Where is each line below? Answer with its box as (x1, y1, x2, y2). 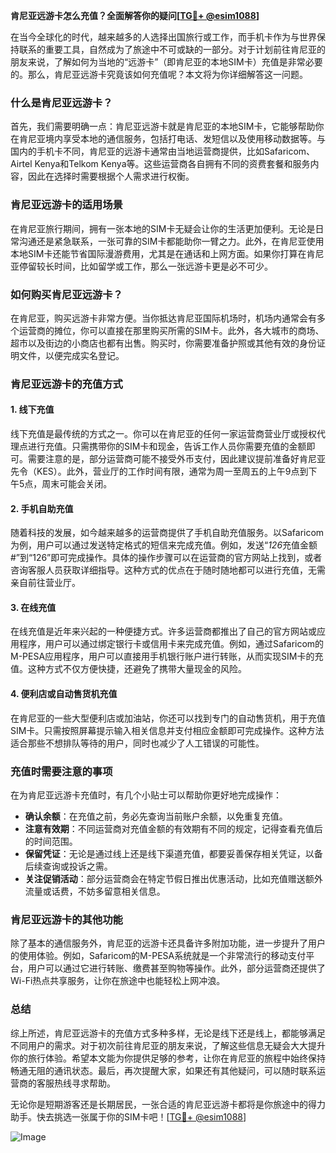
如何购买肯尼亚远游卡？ (10, 287, 123, 301)
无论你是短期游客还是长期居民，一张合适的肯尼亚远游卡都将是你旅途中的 (10, 1098, 308, 1110)
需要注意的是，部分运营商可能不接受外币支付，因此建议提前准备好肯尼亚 (27, 453, 326, 465)
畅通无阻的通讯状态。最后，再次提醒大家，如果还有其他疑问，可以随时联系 (10, 1064, 317, 1076)
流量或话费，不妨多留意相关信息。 (24, 885, 166, 897)
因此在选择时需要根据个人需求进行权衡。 (27, 170, 195, 183)
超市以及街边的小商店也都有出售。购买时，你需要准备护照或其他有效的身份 (10, 337, 317, 349)
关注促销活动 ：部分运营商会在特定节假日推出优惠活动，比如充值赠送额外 (24, 872, 323, 884)
